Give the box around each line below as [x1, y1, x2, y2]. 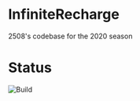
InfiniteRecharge [8, 5, 120, 23]
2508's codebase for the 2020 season [8, 31, 133, 41]
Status [8, 59, 53, 77]
